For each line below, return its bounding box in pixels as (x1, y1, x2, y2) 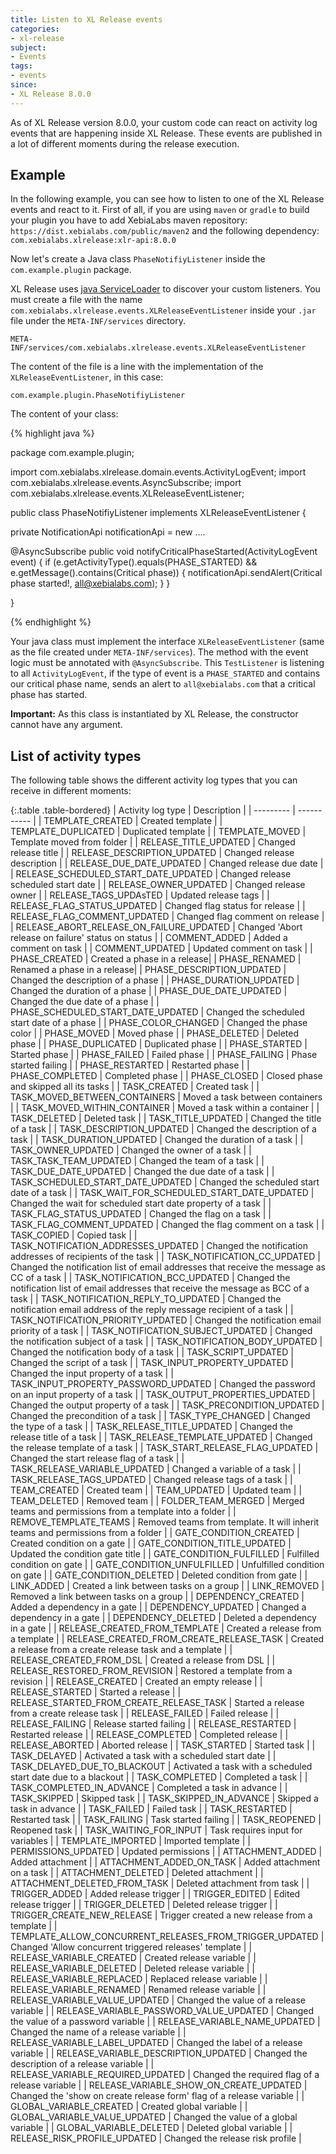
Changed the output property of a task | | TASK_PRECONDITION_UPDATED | (10, 1399, 325, 1411)
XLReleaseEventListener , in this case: (10, 371, 164, 383)
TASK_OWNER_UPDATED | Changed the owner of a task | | (10, 1144, 252, 1156)
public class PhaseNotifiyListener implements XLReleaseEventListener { (10, 507, 307, 519)
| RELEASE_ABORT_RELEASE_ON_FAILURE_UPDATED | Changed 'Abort (10, 921, 303, 933)
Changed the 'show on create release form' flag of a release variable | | (10, 2090, 305, 2102)
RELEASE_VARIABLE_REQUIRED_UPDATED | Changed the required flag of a (10, 2069, 320, 2081)
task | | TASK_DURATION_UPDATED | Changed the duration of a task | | (10, 1134, 304, 1146)
